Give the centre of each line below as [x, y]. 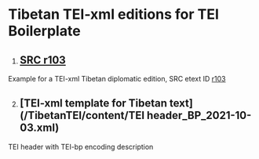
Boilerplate [44, 31]
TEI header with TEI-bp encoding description [81, 146]
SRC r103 [43, 60]
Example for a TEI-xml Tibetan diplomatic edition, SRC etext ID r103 [117, 79]
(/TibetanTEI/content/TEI [82, 116]
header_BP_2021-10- [199, 116]
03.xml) [39, 128]
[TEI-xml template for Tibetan [93, 103]
